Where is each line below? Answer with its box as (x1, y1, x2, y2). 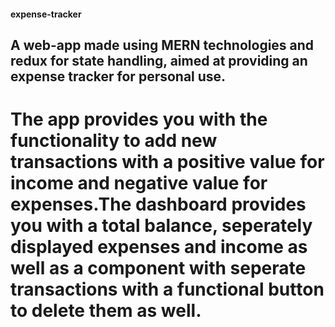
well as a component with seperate (10, 257, 307, 280)
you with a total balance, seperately (10, 215, 313, 237)
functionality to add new (10, 130, 218, 152)
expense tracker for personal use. (10, 68, 227, 85)
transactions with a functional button (10, 278, 325, 301)
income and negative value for (10, 172, 268, 195)
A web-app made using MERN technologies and (10, 36, 315, 54)
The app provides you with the (10, 108, 268, 131)
